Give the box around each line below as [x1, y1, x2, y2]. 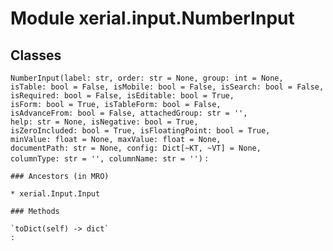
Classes [10, 47, 62, 64]
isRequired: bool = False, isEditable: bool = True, [10, 91, 235, 101]
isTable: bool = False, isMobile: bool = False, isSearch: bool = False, [10, 82, 325, 92]
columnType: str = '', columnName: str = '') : [10, 152, 208, 164]
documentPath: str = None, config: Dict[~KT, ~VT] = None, [10, 143, 262, 153]
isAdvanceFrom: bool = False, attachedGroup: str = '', [10, 108, 248, 118]
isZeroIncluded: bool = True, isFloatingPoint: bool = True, [10, 126, 271, 136]
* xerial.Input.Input [10, 189, 101, 199]
